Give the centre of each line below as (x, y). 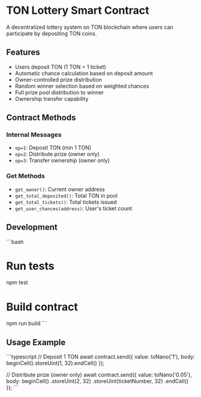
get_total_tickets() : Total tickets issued (66, 202)
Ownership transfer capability (52, 98)
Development (32, 227)
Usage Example (36, 342)
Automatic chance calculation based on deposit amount (84, 73)
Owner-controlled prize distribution (58, 79)
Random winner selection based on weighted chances (82, 86)
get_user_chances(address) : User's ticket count (73, 208)
